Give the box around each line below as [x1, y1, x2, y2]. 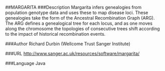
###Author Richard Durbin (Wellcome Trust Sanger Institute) [5, 41, 131, 47]
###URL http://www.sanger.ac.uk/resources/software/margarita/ [5, 50, 140, 56]
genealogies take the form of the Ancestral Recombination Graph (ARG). [5, 15, 155, 21]
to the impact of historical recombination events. [5, 31, 106, 37]
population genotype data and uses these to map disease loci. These [5, 10, 148, 16]
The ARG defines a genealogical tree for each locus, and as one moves [5, 20, 152, 26]
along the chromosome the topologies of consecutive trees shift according [5, 26, 160, 32]
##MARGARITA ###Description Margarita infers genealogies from [5, 5, 142, 10]
